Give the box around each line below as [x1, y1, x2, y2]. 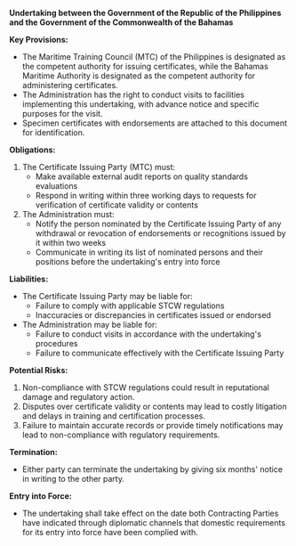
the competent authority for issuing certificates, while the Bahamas [21, 61, 268, 71]
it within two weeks [35, 238, 107, 248]
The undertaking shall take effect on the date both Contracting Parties [21, 508, 279, 518]
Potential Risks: [9, 365, 68, 375]
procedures [35, 338, 78, 348]
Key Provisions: [9, 35, 68, 45]
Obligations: [9, 144, 56, 155]
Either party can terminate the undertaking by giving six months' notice [21, 464, 283, 475]
